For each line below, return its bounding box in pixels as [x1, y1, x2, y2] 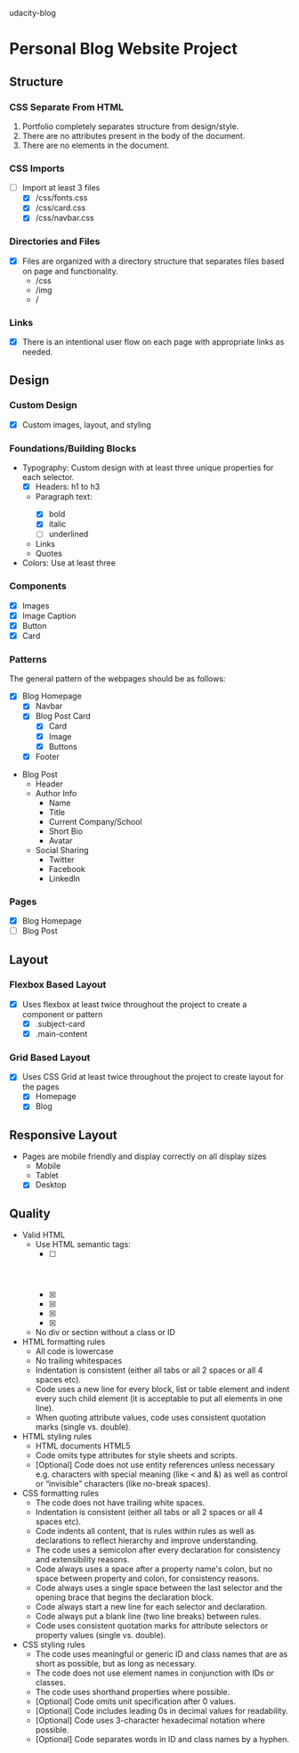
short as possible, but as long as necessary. [35, 1659, 198, 1669]
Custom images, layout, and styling [21, 419, 151, 430]
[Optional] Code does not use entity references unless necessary [35, 1460, 276, 1471]
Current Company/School [48, 816, 142, 827]
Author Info [35, 787, 77, 798]
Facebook [48, 863, 86, 874]
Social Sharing [35, 844, 89, 855]
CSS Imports [9, 162, 65, 175]
